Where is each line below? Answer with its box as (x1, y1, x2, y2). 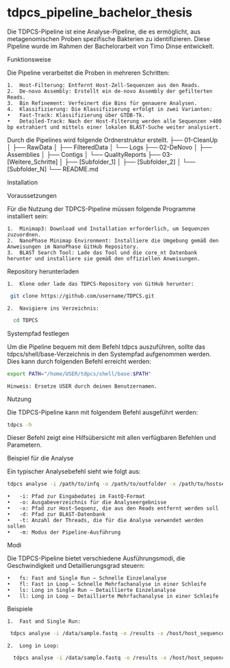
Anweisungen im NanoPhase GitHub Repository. (7, 243, 139, 250)
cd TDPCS (13, 317, 38, 323)
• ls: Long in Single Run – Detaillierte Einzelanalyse (7, 587, 176, 594)
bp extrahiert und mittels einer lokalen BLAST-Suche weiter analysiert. (7, 123, 222, 131)
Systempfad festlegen (7, 329, 70, 337)
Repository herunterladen (7, 267, 79, 275)
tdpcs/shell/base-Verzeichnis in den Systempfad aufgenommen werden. (7, 349, 212, 358)
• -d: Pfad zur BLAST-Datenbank (7, 511, 106, 518)
